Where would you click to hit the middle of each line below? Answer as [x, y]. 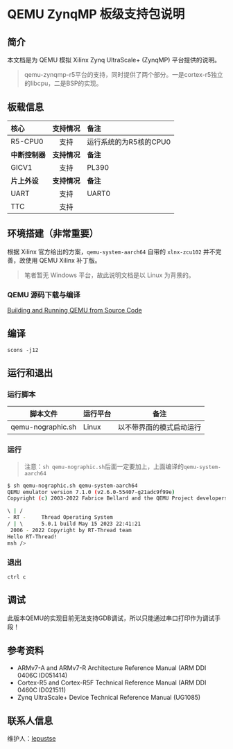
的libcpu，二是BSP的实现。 [63, 83]
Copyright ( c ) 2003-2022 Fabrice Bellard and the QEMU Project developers [118, 499]
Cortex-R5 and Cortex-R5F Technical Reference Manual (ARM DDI [112, 682]
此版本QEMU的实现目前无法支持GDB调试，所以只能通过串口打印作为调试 [111, 618]
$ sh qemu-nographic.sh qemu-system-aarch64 [72, 486]
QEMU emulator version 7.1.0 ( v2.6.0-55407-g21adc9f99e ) [91, 492]
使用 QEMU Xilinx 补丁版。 [63, 260]
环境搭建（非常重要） [53, 234]
